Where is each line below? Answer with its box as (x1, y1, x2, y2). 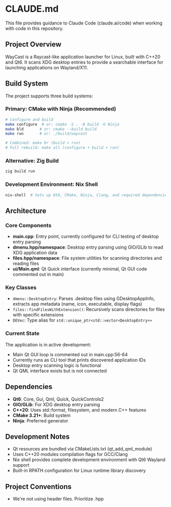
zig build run (5, 169, 36, 174)
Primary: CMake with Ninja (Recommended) (5, 105, 116, 113)
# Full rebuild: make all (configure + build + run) (5, 145, 120, 150)
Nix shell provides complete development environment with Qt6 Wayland (12, 457, 165, 463)
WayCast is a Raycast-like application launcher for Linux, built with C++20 (5, 54, 160, 60)
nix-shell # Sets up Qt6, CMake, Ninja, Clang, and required (5, 192, 140, 198)
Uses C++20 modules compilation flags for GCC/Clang (12, 451, 128, 458)
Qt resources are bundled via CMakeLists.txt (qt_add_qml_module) (12, 446, 153, 452)
